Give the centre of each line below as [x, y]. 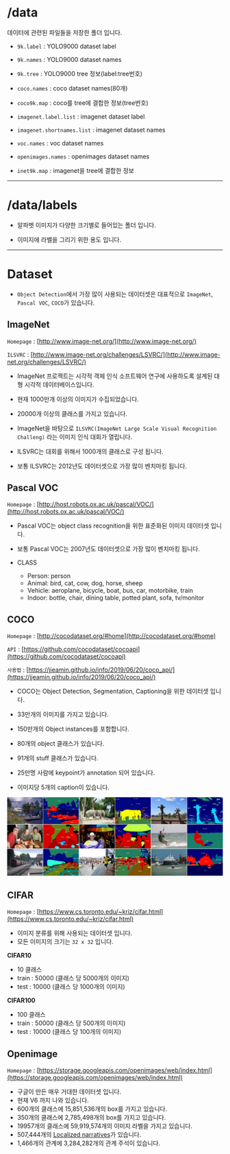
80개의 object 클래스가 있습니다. [61, 744]
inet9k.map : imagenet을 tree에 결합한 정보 [76, 170]
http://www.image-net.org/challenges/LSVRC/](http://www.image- [127, 354]
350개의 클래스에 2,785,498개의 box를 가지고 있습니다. [91, 1117]
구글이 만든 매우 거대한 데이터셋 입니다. [69, 1092]
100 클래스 [31, 1015]
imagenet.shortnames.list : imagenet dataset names [91, 130]
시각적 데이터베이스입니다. [59, 384]
